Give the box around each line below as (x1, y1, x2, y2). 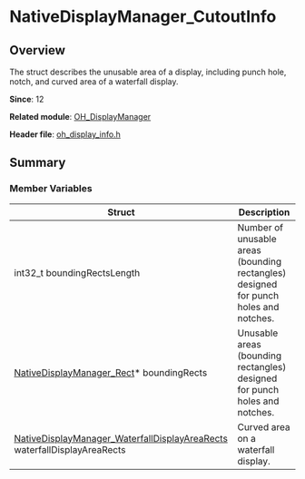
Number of (237, 220, 284, 233)
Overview (9, 43, 66, 58)
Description (238, 206, 290, 219)
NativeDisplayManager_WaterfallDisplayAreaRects (14, 432, 229, 445)
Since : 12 (9, 93, 44, 104)
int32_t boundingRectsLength (14, 266, 141, 279)
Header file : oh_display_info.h (9, 129, 121, 140)
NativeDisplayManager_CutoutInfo (9, 6, 277, 27)
